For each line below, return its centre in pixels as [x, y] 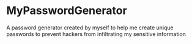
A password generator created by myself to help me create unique [90, 28]
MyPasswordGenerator [67, 11]
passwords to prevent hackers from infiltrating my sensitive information [96, 34]
